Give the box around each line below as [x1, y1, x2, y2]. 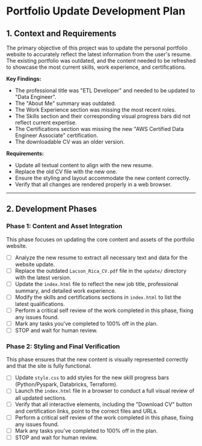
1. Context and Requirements [6, 28, 117, 39]
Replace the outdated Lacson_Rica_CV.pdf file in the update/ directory [14, 267, 187, 274]
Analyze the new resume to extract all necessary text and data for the [14, 253, 188, 261]
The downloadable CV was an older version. [14, 138, 125, 145]
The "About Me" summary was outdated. [14, 100, 116, 107]
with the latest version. [14, 273, 72, 281]
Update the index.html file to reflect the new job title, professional [14, 280, 179, 287]
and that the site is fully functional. [6, 362, 92, 369]
